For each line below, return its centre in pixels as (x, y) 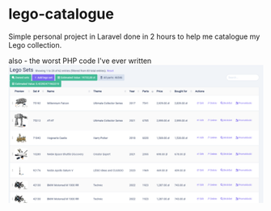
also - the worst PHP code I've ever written (80, 61)
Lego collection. (35, 44)
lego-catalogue (61, 14)
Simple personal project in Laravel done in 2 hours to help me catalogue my (134, 36)
